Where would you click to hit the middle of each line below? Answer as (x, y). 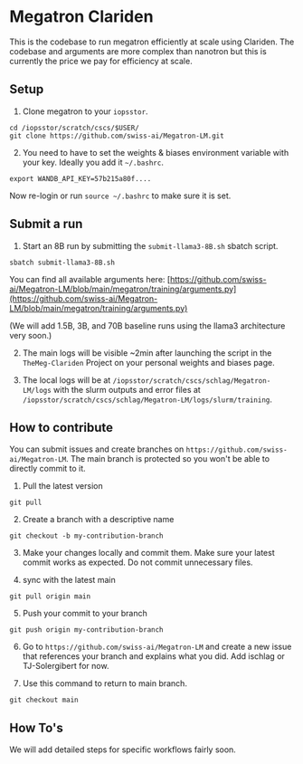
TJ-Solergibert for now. (66, 666)
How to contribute (62, 427)
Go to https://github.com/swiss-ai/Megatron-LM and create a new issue (157, 647)
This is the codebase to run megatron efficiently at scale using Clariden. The (152, 42)
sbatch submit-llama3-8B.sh (62, 263)
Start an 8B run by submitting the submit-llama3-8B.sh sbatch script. (150, 245)
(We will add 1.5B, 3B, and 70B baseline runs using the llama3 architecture (147, 325)
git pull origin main (50, 597)
